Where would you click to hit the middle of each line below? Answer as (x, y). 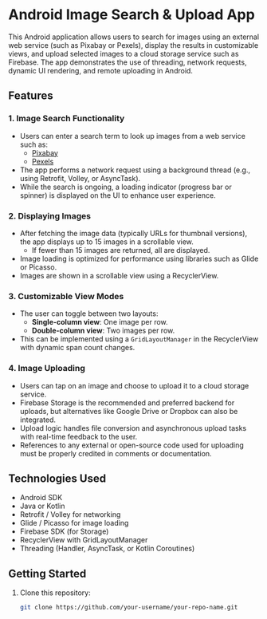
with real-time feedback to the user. (79, 436)
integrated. (37, 420)
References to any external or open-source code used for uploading (132, 445)
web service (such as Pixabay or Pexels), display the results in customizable (133, 45)
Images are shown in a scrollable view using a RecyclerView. (119, 275)
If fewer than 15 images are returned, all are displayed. (121, 250)
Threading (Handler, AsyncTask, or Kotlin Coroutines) (107, 549)
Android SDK (41, 498)
